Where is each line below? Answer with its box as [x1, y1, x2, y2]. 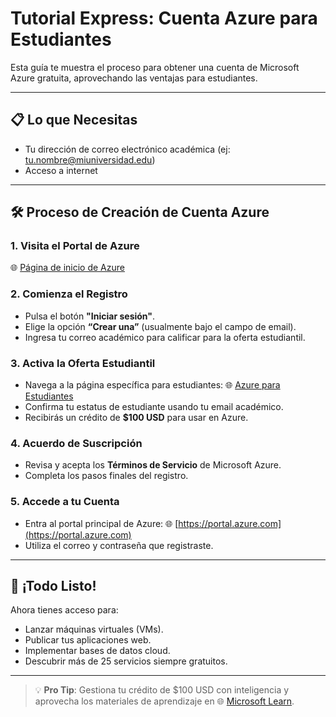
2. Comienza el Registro [10, 287, 128, 301]
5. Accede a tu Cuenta [10, 495, 120, 509]
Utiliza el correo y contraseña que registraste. [24, 539, 214, 551]
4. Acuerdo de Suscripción [10, 436, 143, 450]
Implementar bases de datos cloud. [24, 645, 171, 657]
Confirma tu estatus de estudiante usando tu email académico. [24, 401, 284, 413]
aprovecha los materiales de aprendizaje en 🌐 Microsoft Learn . [34, 695, 295, 707]
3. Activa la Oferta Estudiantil [10, 356, 156, 370]
